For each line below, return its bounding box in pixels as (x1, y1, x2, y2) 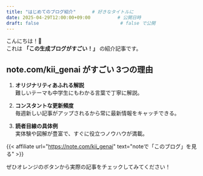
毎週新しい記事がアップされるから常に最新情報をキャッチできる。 (15, 109, 180, 117)
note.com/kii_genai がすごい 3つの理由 (6, 64, 153, 74)
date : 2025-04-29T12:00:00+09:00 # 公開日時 (6, 15, 141, 21)
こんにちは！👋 (6, 37, 42, 45)
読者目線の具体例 (15, 122, 58, 130)
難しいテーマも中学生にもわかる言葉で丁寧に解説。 (15, 89, 143, 97)
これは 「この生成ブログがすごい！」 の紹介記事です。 (6, 45, 142, 52)
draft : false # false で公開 (6, 20, 156, 26)
